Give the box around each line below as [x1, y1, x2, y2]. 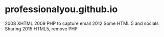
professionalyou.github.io [5, 4, 118, 15]
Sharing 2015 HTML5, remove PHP [5, 25, 78, 31]
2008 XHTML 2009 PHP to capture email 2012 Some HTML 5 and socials [5, 20, 159, 26]
